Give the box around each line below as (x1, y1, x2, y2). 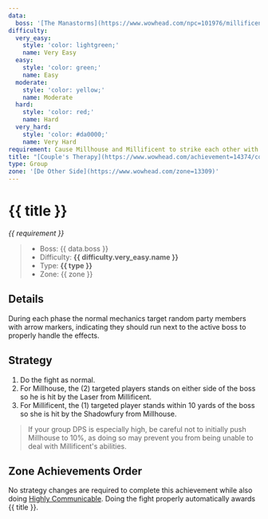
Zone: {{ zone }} (39, 269, 93, 279)
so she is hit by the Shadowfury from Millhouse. (19, 409, 177, 418)
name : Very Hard (22, 137, 77, 146)
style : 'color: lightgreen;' (22, 42, 120, 50)
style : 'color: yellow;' (22, 85, 105, 94)
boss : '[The (15, 19, 56, 27)
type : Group (8, 160, 48, 168)
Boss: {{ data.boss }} (39, 244, 109, 253)
